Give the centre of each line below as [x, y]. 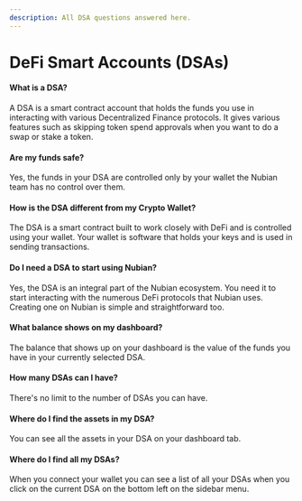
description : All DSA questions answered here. [101, 18]
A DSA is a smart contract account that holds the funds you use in [132, 108]
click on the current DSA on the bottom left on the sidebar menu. [129, 489]
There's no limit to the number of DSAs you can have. [109, 398]
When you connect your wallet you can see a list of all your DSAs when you [150, 479]
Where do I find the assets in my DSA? [82, 418]
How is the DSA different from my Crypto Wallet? [103, 208]
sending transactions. [50, 247]
